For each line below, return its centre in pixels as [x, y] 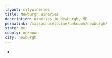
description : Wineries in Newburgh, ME [46, 19]
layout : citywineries [28, 10]
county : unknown [22, 33]
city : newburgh [21, 38]
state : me [15, 28]
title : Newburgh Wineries [32, 14]
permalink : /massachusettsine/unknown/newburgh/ [56, 24]
